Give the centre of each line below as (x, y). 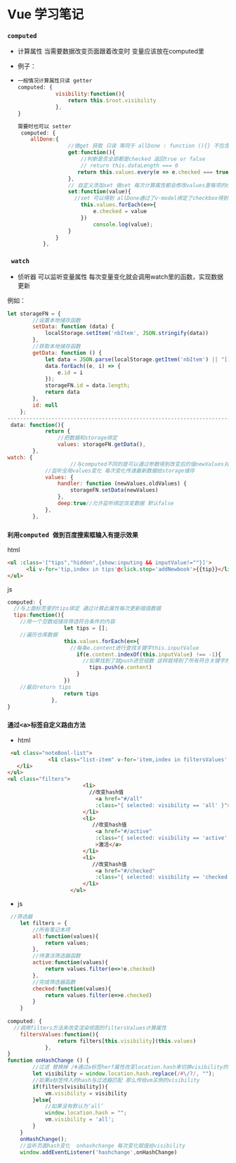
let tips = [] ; (86, 628)
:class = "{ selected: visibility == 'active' (162, 838)
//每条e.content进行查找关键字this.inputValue (135, 648)
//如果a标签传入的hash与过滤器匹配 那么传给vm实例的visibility (116, 1080)
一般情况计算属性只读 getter (55, 81)
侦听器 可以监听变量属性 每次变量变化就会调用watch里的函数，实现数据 (120, 277)
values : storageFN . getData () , (101, 445)
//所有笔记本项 (51, 929)
